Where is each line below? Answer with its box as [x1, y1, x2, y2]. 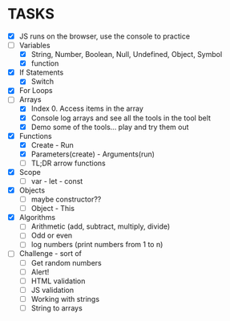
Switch [30, 77, 54, 87]
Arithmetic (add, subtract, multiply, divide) [30, 221, 171, 231]
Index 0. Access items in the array [30, 104, 143, 113]
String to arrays [30, 303, 83, 313]
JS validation [30, 285, 75, 295]
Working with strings [30, 294, 100, 303]
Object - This [30, 204, 75, 213]
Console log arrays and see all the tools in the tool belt [30, 113, 212, 123]
